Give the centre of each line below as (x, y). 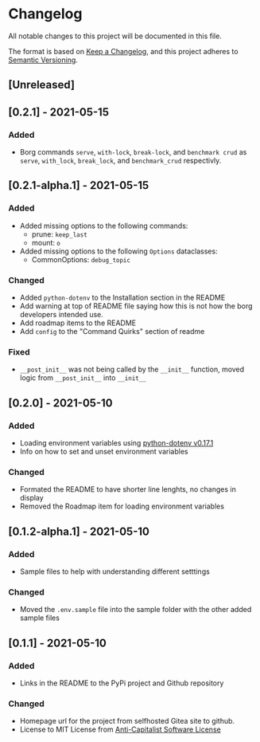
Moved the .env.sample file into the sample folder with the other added (136, 610)
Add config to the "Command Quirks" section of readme (112, 331)
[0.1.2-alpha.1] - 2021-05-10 (79, 531)
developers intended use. (61, 314)
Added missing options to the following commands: (104, 226)
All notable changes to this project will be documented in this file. (115, 36)
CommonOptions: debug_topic (81, 259)
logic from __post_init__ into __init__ (83, 378)
